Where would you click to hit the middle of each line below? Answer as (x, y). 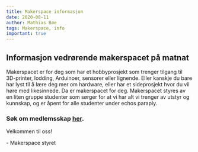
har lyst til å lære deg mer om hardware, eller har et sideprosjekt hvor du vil (98, 84)
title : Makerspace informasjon (45, 12)
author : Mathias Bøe (32, 22)
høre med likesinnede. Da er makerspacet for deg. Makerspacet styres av (96, 90)
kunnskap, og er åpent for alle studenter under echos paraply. (82, 103)
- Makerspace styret (31, 143)
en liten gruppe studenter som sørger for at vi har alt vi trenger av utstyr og (98, 97)
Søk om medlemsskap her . (45, 118)
